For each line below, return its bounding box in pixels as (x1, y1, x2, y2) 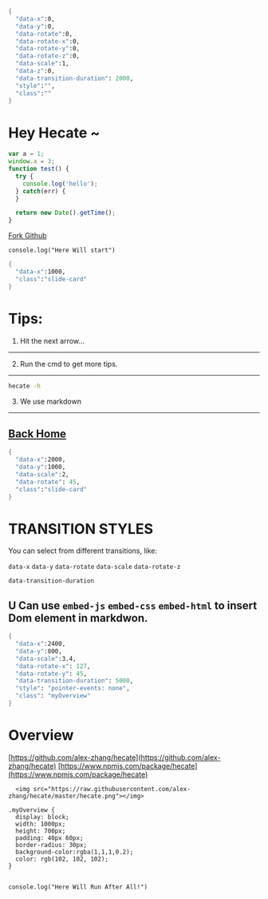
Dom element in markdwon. (8, 611, 148, 625)
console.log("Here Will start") (8, 246, 116, 255)
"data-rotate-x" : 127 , (15, 662, 91, 670)
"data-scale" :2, (15, 470, 69, 479)
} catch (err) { (15, 187, 66, 195)
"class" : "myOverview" (15, 692, 91, 700)
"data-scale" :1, (15, 60, 69, 68)
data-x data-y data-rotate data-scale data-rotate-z (8, 563, 181, 571)
